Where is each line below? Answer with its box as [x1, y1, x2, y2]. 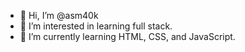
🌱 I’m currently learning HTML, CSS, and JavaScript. [19, 31, 236, 42]
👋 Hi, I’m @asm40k [19, 10, 99, 21]
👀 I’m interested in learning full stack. [19, 20, 173, 32]
